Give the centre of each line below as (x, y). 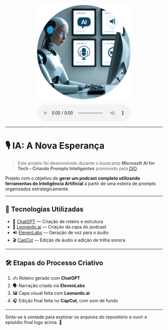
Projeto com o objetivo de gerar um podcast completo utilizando (73, 178)
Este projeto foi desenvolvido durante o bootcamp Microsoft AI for (86, 163)
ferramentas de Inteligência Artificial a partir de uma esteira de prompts (80, 183)
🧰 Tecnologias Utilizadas (44, 209)
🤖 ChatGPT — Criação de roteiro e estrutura (58, 222)
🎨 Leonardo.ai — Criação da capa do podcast (59, 227)
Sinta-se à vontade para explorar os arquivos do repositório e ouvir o (76, 317)
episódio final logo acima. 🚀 (34, 322)
